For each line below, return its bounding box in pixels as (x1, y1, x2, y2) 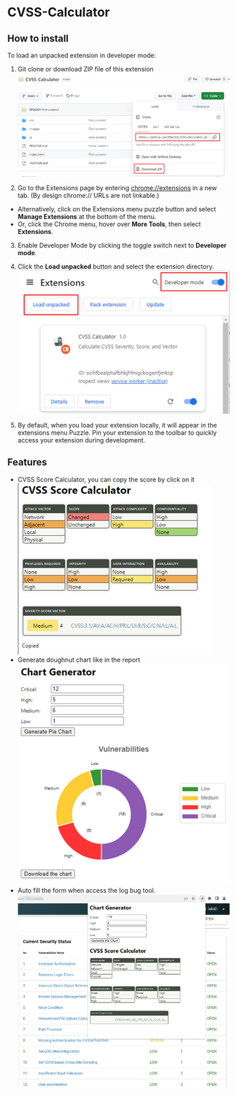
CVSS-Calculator (7, 4, 111, 21)
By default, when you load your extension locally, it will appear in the (17, 421, 217, 430)
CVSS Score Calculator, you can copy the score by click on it (17, 475, 195, 484)
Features (7, 457, 47, 469)
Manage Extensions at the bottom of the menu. (17, 212, 157, 221)
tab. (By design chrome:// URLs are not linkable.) (17, 191, 160, 199)
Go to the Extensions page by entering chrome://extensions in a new (17, 183, 217, 192)
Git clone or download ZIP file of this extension (17, 65, 154, 73)
